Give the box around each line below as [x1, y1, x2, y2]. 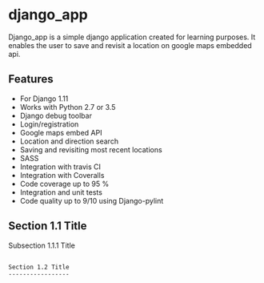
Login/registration [19, 119, 79, 129]
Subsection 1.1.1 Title [8, 241, 76, 250]
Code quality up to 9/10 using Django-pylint [19, 196, 164, 205]
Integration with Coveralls [19, 170, 105, 180]
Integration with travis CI [19, 162, 102, 172]
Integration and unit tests [19, 187, 102, 197]
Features [8, 72, 54, 86]
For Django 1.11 [19, 94, 69, 103]
